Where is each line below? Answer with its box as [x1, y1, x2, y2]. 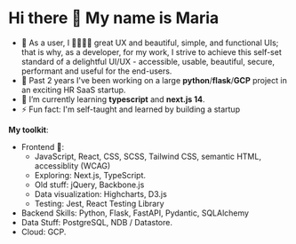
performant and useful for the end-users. [20, 66, 172, 76]
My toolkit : [8, 124, 49, 135]
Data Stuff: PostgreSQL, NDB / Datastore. [20, 216, 172, 227]
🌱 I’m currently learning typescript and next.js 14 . [20, 93, 205, 105]
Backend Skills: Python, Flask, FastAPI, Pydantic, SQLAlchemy [20, 208, 250, 218]
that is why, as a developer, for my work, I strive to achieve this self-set [20, 46, 282, 57]
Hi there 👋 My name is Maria [8, 8, 220, 28]
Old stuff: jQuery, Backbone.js [34, 179, 145, 190]
